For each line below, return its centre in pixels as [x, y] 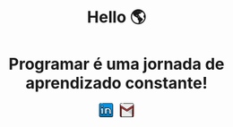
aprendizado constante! [116, 84]
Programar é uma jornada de [116, 64]
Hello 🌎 [116, 17]
